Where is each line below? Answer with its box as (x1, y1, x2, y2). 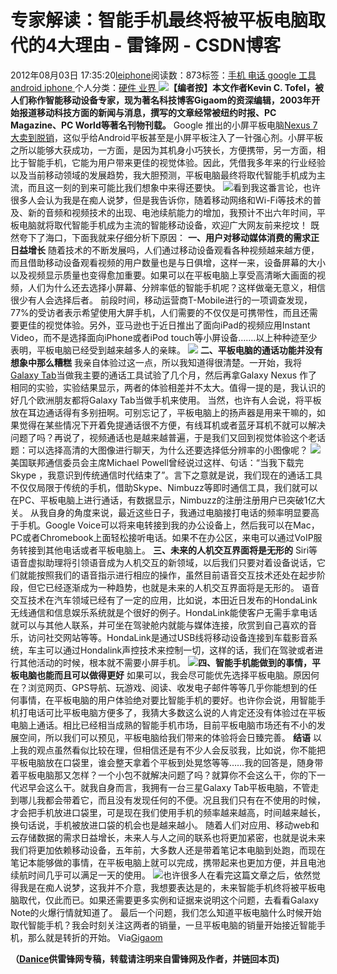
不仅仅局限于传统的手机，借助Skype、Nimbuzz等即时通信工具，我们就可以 (10, 481, 318, 493)
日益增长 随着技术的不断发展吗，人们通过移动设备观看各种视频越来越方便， (10, 244, 320, 256)
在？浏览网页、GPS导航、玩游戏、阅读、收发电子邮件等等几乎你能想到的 (10, 681, 309, 693)
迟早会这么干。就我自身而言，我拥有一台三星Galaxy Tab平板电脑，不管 (18, 781, 311, 793)
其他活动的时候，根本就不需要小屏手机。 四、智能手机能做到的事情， (18, 656, 312, 668)
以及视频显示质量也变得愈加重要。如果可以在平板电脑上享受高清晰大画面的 (10, 269, 317, 281)
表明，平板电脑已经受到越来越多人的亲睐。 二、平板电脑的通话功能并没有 (10, 344, 323, 356)
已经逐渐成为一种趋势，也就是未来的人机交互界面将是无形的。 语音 (44, 581, 320, 593)
